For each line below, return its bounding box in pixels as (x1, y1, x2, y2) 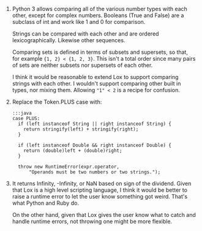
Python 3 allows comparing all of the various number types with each (12, 6, 188, 12)
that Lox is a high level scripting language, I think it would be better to (12, 186, 188, 194)
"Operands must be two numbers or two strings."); (28, 169, 161, 175)
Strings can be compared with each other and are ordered (12, 30, 159, 37)
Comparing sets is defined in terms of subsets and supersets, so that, (12, 48, 189, 56)
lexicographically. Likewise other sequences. (12, 37, 125, 44)
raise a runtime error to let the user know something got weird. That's (12, 193, 188, 200)
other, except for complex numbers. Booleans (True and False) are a (12, 12, 184, 19)
